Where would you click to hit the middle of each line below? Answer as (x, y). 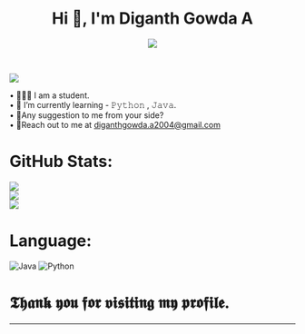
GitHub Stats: (61, 162)
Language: (51, 241)
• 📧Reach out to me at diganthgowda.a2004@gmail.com (115, 124)
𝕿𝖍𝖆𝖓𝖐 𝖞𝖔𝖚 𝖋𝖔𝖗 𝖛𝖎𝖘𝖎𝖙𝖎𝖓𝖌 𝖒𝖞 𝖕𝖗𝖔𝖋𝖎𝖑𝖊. (120, 302)
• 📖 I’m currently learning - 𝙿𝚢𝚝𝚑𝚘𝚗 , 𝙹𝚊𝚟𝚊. (93, 104)
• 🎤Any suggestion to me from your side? (87, 115)
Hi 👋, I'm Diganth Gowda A (152, 19)
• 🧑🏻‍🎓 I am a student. (49, 95)
